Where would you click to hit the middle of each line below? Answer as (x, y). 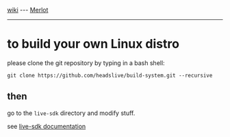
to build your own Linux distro (93, 44)
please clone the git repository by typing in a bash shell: (86, 63)
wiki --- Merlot (28, 10)
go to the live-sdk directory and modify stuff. (71, 113)
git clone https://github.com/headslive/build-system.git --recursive (110, 75)
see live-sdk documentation (47, 126)
